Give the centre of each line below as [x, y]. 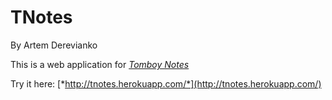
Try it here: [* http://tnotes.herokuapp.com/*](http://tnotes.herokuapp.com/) [166, 83]
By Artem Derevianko [54, 45]
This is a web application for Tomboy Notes [100, 64]
